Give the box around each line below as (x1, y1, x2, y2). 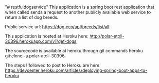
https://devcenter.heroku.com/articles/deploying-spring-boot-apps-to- (5, 67, 147, 73)
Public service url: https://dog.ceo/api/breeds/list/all (5, 24, 110, 30)
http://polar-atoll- (89, 33, 124, 39)
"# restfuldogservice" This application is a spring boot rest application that (5, 4, 155, 10)
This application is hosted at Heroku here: (5, 33, 89, 39)
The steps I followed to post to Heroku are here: (5, 63, 101, 68)
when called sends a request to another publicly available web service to (5, 9, 151, 15)
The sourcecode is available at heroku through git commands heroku (5, 48, 143, 53)
